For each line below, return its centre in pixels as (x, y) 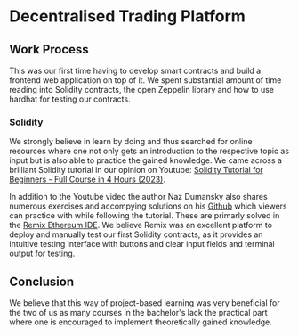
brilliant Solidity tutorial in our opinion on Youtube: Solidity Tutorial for (137, 170)
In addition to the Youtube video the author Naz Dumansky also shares (139, 197)
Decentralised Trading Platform (128, 16)
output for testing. (42, 254)
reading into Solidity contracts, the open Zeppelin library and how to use (141, 90)
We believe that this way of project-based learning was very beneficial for (145, 303)
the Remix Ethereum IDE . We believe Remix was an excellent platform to (141, 225)
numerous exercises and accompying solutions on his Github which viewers (148, 206)
